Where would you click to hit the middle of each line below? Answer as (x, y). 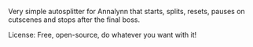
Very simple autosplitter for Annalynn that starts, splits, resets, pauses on (126, 11)
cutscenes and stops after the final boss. (74, 20)
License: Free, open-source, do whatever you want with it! (103, 35)
